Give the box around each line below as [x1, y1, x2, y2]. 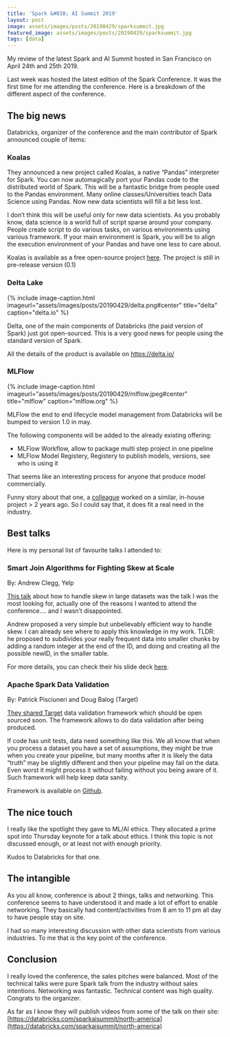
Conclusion [7, 954, 58, 965]
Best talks [7, 527, 51, 539]
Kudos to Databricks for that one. [7, 853, 101, 861]
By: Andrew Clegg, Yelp [7, 578, 74, 587]
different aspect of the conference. [7, 90, 106, 98]
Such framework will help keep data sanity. [7, 773, 129, 782]
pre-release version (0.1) [7, 261, 77, 269]
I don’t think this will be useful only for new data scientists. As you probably [7, 211, 221, 219]
